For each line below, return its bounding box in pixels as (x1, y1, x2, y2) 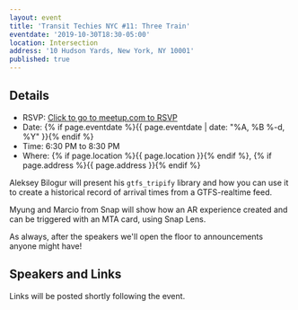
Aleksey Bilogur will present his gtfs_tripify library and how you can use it (9, 177, 289, 188)
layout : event (9, 13, 63, 22)
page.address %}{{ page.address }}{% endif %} (22, 159, 201, 171)
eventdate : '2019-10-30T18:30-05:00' (9, 30, 151, 39)
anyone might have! (9, 240, 83, 252)
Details (9, 88, 49, 103)
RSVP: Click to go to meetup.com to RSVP (22, 111, 178, 122)
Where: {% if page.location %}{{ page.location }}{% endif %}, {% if (22, 150, 272, 161)
